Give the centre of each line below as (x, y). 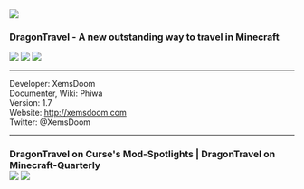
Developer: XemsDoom (52, 84)
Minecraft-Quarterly (55, 165)
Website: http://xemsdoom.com (68, 113)
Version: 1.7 (31, 103)
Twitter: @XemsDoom (50, 122)
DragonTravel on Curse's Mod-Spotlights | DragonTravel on (142, 155)
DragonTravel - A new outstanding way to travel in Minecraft (144, 37)
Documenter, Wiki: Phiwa (56, 93)
